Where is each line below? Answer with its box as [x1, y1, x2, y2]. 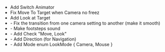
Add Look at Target [10, 15, 51, 20]
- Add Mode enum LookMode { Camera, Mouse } [10, 41, 113, 47]
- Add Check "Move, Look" [10, 31, 67, 36]
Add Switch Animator [10, 4, 55, 10]
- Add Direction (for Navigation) [10, 36, 77, 42]
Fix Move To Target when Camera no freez [10, 9, 100, 15]
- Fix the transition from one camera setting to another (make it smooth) [10, 20, 161, 26]
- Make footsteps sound [10, 25, 60, 31]
